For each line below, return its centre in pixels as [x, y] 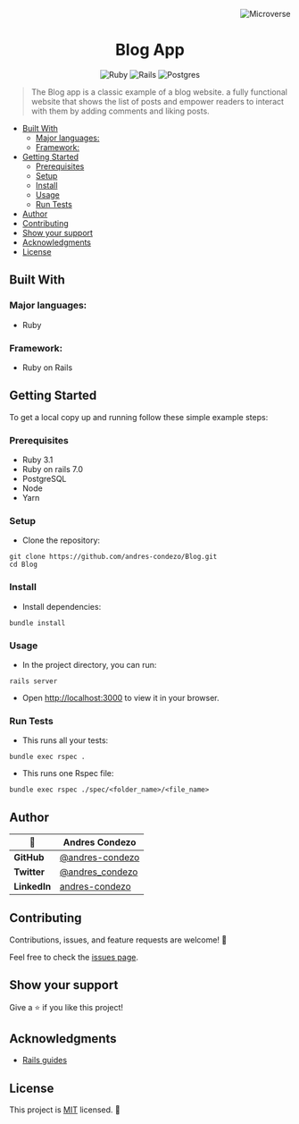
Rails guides [45, 1061]
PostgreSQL [44, 479]
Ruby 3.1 [37, 460]
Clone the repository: [61, 540]
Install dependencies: [62, 606]
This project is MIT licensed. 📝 [65, 1110]
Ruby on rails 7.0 [52, 469]
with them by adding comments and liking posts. [120, 111]
